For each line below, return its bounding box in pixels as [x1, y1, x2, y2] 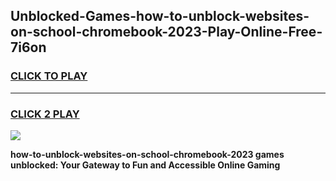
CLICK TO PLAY [10, 69, 88, 83]
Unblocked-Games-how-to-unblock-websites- [10, 8, 310, 25]
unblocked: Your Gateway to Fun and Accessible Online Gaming [10, 159, 281, 171]
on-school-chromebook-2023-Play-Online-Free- [10, 24, 323, 41]
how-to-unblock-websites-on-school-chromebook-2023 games [10, 148, 285, 160]
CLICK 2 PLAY [10, 107, 80, 121]
